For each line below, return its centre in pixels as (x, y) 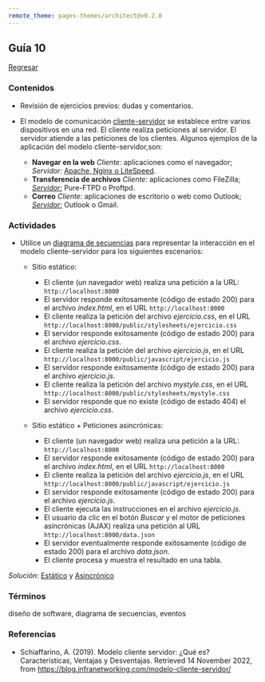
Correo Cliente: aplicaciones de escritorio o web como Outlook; (136, 196)
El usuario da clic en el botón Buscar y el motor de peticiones (144, 518)
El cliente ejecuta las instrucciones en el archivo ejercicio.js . (142, 509)
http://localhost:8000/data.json (99, 536)
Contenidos (32, 88)
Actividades (32, 225)
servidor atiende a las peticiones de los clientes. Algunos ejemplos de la (138, 138)
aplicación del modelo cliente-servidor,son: (91, 146)
